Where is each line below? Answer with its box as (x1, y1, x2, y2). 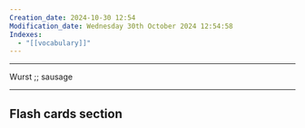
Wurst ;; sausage (9, 71, 74, 82)
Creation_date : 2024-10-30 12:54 (9, 13, 136, 23)
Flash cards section (9, 105, 123, 122)
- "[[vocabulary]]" (17, 38, 92, 48)
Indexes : (9, 30, 43, 39)
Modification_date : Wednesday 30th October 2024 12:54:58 (9, 22, 233, 31)
